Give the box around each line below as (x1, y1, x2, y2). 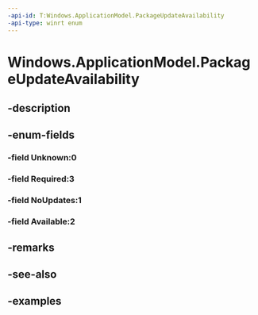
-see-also (7, 267, 57, 281)
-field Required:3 (7, 174, 75, 185)
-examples (7, 294, 62, 308)
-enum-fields (7, 129, 75, 142)
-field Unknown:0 (7, 152, 77, 163)
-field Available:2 (7, 216, 75, 227)
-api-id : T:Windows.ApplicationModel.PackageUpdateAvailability (7, 11, 225, 20)
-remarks (7, 240, 55, 254)
